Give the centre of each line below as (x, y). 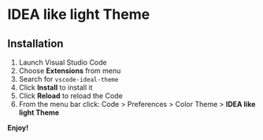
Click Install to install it (56, 87)
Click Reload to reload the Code (70, 96)
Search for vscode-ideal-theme (69, 79)
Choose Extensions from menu (70, 71)
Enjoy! (18, 128)
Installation (35, 44)
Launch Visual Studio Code (63, 62)
